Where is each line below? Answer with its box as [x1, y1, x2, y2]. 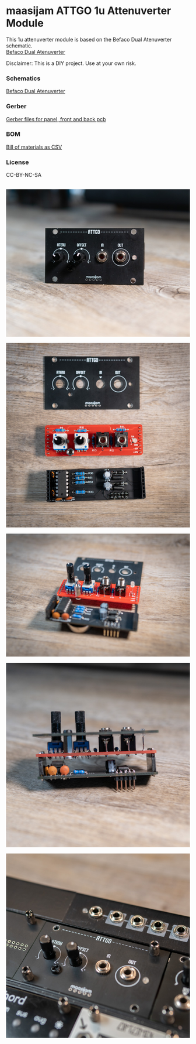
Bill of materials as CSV [6, 143, 62, 150]
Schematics [6, 74, 41, 83]
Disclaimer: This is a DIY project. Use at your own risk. [6, 60, 136, 67]
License [6, 158, 29, 166]
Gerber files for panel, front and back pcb [6, 115, 106, 122]
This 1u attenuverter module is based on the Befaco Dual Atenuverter [6, 36, 172, 43]
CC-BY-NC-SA [6, 172, 42, 179]
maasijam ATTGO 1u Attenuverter [6, 4, 171, 18]
